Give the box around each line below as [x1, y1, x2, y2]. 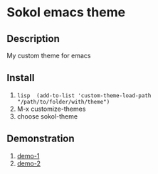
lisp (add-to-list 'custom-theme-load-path [16, 92, 152, 99]
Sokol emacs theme [6, 4, 126, 21]
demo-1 [16, 151, 40, 160]
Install [6, 72, 35, 84]
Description [6, 33, 60, 45]
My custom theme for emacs [6, 51, 91, 60]
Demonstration [6, 133, 75, 145]
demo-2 [16, 159, 41, 168]
